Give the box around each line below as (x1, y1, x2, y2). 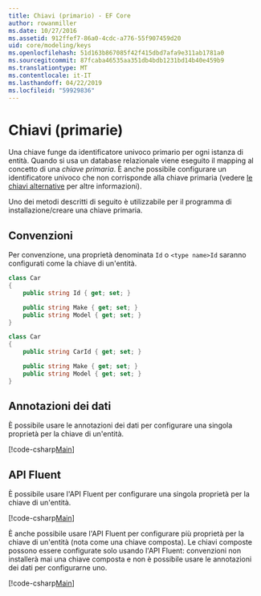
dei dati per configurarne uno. (8, 563, 108, 573)
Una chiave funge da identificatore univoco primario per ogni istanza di (8, 148, 243, 157)
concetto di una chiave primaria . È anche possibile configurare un (8, 164, 227, 174)
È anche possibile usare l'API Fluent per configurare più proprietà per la (8, 529, 245, 538)
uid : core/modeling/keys (8, 42, 92, 50)
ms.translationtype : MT (8, 64, 88, 72)
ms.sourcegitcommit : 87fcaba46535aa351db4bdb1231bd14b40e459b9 (8, 57, 225, 65)
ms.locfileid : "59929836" (8, 86, 95, 95)
